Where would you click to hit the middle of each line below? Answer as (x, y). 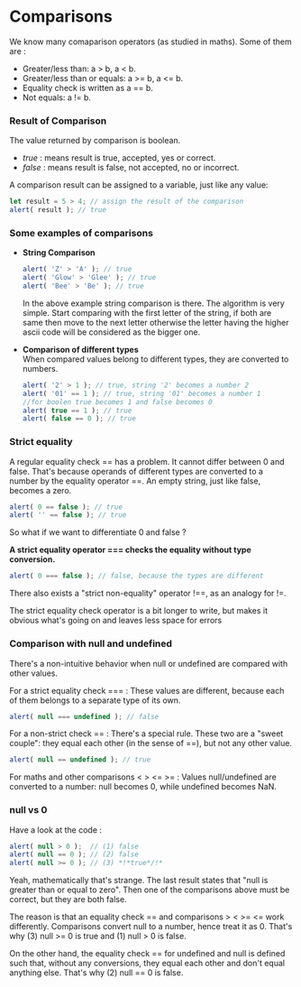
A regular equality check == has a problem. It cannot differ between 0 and (147, 461)
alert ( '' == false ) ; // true (68, 515)
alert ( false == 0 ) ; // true (79, 419)
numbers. (40, 368)
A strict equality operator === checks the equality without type (131, 550)
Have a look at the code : (55, 830)
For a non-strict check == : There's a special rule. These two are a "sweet (146, 733)
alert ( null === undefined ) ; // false (84, 716)
